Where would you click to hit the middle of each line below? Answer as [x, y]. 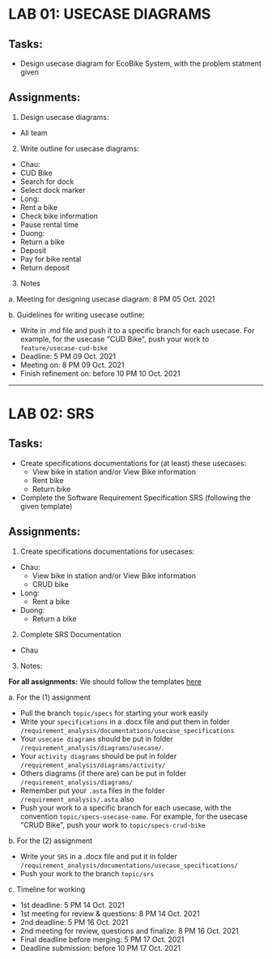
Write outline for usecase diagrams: [79, 148]
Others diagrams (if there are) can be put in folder [103, 773]
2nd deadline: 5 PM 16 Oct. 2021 [74, 922]
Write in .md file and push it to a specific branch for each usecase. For [137, 330]
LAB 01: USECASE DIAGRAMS [110, 14]
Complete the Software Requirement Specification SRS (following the [135, 497]
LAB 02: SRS [51, 413]
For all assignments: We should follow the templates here [105, 681]
